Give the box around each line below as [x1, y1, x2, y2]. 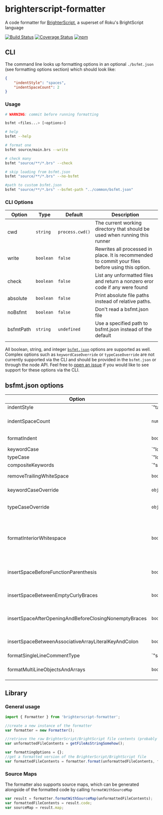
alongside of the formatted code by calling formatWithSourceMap [5, 787, 132, 793]
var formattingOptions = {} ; [5, 750, 64, 755]
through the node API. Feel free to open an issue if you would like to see [5, 362, 149, 368]
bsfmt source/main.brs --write [5, 147, 68, 152]
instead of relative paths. [95, 298, 151, 305]
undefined [58, 327, 81, 332]
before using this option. [95, 264, 151, 271]
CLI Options [5, 199, 33, 205]
